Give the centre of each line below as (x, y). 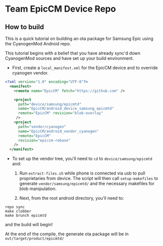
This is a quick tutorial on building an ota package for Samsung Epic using (79, 38)
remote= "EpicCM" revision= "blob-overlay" (61, 113)
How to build (25, 27)
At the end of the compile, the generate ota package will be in (67, 234)
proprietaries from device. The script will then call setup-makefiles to (89, 178)
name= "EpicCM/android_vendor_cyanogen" (58, 131)
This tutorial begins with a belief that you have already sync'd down (73, 53)
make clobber (18, 211)
